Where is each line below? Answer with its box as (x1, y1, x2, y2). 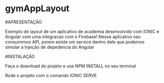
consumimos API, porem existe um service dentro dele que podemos (5, 39, 145, 44)
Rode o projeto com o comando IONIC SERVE (5, 72, 97, 78)
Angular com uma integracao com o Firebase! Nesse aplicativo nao (5, 34, 141, 40)
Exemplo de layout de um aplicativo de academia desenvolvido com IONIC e (5, 28, 160, 34)
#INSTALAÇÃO (5, 53, 35, 59)
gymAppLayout (5, 3, 70, 14)
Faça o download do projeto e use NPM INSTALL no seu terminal (5, 63, 137, 69)
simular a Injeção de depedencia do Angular (5, 44, 95, 50)
